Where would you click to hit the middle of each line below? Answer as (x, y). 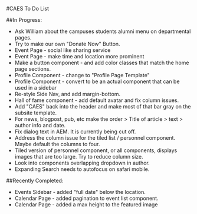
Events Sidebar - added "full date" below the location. (80, 192)
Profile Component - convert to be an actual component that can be (97, 81)
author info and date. (40, 125)
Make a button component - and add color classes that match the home (102, 62)
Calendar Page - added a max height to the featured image (86, 205)
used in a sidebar (36, 88)
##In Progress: (24, 20)
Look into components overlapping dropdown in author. (82, 163)
